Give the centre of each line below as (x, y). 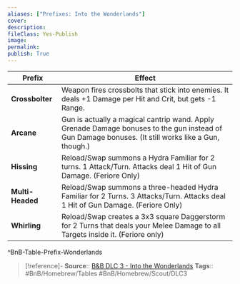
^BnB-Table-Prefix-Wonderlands (55, 252)
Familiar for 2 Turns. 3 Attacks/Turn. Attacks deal (144, 196)
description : (27, 27)
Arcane (24, 133)
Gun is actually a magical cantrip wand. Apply (137, 119)
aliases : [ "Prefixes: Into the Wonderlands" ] (76, 14)
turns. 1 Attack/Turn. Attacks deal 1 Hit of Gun (139, 166)
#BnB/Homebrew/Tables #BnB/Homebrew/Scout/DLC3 (106, 273)
